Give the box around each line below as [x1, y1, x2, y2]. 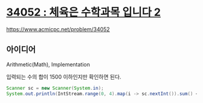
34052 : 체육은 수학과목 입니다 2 [6, 5, 161, 19]
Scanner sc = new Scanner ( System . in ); [6, 85, 104, 91]
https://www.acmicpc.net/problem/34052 [6, 25, 110, 33]
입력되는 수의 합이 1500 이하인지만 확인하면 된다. [6, 73, 122, 80]
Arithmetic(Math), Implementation [6, 60, 91, 68]
